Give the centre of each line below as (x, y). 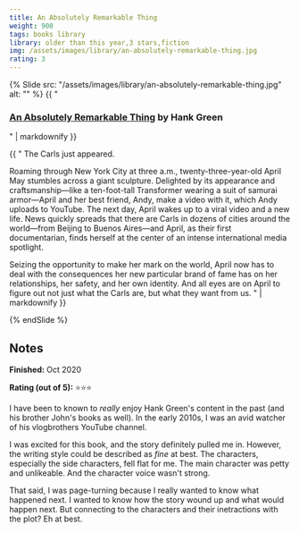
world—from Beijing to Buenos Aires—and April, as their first (120, 228)
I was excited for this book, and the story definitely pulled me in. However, (145, 444)
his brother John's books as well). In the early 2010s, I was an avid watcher (147, 418)
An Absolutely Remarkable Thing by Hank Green (116, 117)
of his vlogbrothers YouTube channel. (78, 427)
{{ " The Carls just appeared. (62, 154)
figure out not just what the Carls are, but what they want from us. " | (136, 293)
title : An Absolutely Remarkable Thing (83, 17)
